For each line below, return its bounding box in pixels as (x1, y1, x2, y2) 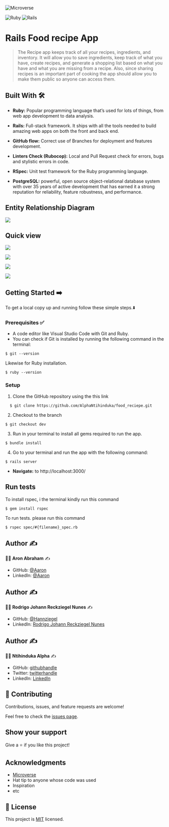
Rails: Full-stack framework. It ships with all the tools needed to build (12, 122, 156, 129)
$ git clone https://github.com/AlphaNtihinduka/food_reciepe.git (10, 403, 152, 408)
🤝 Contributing (5, 690, 52, 699)
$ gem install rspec (5, 506, 49, 511)
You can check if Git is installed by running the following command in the (12, 336, 164, 342)
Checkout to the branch (12, 412, 62, 418)
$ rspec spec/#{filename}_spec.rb (5, 525, 78, 530)
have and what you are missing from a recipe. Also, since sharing (17, 65, 154, 71)
